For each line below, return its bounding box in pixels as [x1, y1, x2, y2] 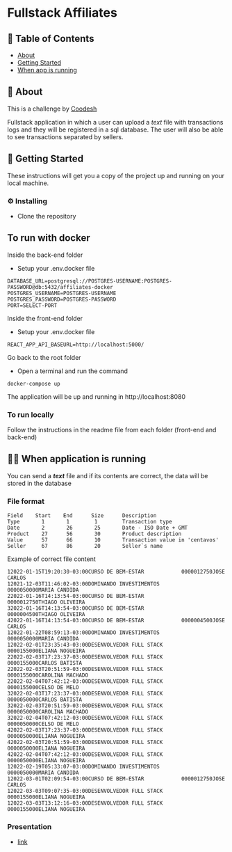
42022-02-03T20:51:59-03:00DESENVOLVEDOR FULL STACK [7, 739, 163, 746]
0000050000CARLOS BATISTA [7, 696, 82, 704]
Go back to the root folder [7, 353, 81, 361]
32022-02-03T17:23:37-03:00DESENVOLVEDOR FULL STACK [7, 691, 163, 697]
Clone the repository [17, 212, 76, 220]
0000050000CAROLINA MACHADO [7, 709, 89, 716]
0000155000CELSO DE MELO [7, 684, 79, 691]
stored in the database [7, 479, 72, 487]
